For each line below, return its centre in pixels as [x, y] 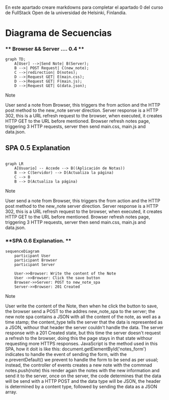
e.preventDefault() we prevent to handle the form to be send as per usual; [82, 360]
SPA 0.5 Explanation [38, 148]
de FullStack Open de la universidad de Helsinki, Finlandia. [66, 13]
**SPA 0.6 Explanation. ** [38, 241]
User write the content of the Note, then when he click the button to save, [82, 306]
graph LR [14, 164]
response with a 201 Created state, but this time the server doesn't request [83, 333]
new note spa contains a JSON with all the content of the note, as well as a [83, 317]
